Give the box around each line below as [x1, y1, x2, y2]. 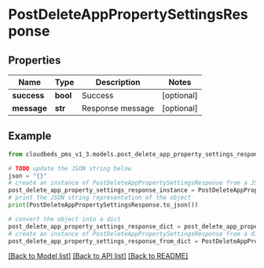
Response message [81, 103, 155, 113]
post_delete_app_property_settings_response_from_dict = [8, 237, 199, 245]
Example [8, 130, 52, 143]
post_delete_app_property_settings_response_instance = [8, 186, 195, 194]
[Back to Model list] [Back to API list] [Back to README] [8, 251, 189, 261]
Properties [8, 53, 61, 67]
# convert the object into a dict [8, 215, 122, 223]
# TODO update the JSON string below [8, 164, 132, 172]
